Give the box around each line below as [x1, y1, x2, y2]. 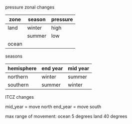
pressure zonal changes [5, 4, 55, 10]
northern [7, 73, 28, 80]
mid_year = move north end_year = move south [5, 104, 102, 110]
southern [7, 81, 29, 88]
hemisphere [7, 65, 37, 71]
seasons [5, 53, 22, 59]
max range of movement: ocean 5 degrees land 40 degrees [5, 114, 128, 119]
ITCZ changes [5, 94, 34, 100]
